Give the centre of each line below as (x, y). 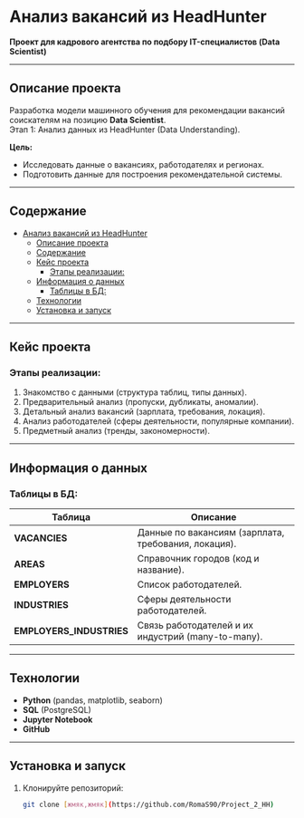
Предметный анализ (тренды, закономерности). (116, 431)
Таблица (71, 516)
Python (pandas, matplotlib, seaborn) (92, 700)
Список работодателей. (190, 584)
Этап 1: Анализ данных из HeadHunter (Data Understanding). (125, 130)
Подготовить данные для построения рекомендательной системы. (152, 174)
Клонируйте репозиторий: (73, 788)
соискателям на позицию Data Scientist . (88, 120)
